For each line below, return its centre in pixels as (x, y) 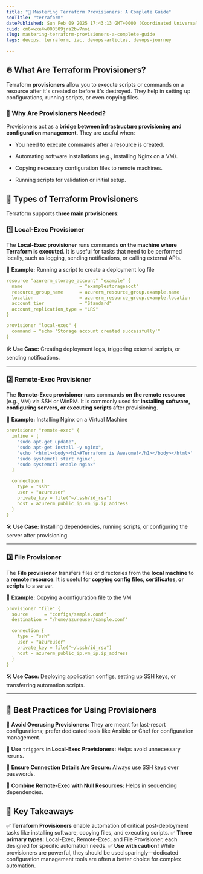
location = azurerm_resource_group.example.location (101, 298)
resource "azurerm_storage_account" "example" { (69, 281)
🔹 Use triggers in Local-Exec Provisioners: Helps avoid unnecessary (94, 749)
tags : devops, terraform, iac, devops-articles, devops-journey (89, 40)
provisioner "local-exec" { (42, 326)
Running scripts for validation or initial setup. (70, 180)
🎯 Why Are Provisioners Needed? (56, 113)
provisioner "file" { (34, 608)
